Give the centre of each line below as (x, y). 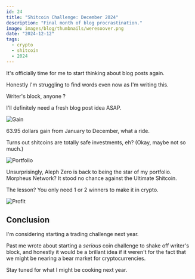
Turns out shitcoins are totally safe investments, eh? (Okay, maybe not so (96, 142)
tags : (13, 39)
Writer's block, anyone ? (36, 96)
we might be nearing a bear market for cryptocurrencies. (76, 258)
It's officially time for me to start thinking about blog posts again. (86, 73)
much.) (15, 148)
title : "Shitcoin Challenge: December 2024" (62, 17)
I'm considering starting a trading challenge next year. (72, 234)
